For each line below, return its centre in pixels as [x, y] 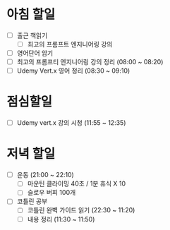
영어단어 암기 [35, 53]
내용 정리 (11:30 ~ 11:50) [61, 219]
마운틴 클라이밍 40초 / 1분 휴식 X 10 [77, 183]
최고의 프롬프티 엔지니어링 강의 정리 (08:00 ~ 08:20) [90, 62]
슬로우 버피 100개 [51, 193]
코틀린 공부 [32, 201]
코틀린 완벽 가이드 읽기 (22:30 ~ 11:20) [81, 210]
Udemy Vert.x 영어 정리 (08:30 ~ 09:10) [73, 71]
